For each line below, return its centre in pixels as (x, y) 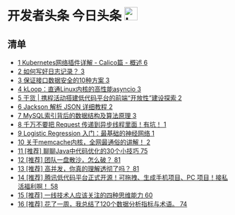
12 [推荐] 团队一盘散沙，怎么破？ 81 (69, 160)
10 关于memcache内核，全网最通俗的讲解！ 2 (84, 142)
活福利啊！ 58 (38, 186)
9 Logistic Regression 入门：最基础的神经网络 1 (86, 133)
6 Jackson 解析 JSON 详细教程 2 (65, 107)
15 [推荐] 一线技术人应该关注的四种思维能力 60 (85, 195)
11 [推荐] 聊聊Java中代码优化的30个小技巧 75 (83, 151)
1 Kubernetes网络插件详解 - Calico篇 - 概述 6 (83, 63)
